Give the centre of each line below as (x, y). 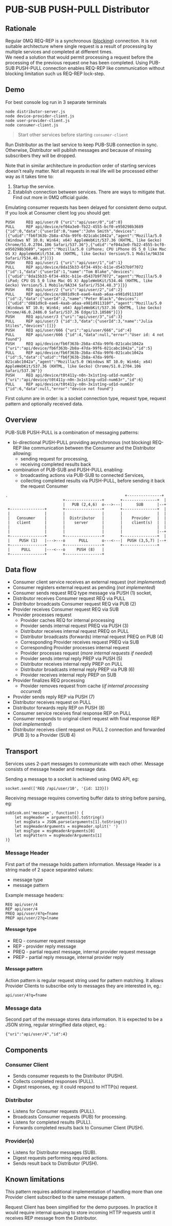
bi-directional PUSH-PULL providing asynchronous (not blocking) (82, 442)
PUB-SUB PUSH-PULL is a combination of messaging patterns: (72, 432)
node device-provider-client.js (40, 116)
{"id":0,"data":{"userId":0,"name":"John (50, 231)
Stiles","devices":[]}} (31, 326)
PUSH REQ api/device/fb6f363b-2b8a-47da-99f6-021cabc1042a (74, 344)
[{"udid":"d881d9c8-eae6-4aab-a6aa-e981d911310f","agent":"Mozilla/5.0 (83, 303)
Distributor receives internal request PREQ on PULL (75, 631)
